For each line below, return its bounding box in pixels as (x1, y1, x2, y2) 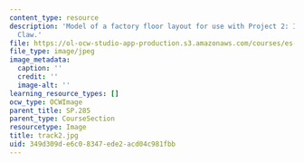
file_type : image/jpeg (9, 47, 95, 56)
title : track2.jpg (9, 131, 79, 140)
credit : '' (17, 72, 59, 81)
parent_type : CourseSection (9, 114, 116, 123)
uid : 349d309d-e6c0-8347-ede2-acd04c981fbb (9, 139, 176, 149)
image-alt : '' (17, 81, 71, 90)
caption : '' (17, 64, 63, 73)
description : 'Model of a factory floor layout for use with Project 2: (9, 22, 290, 31)
